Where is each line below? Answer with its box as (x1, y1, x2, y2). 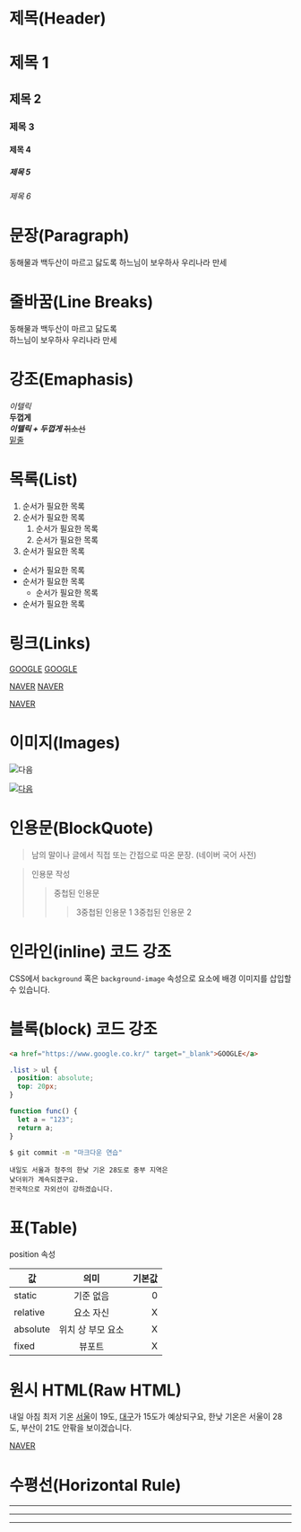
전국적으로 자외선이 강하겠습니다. (9, 1185, 114, 1194)
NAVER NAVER (9, 680, 64, 692)
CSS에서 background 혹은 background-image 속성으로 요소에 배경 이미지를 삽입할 (9, 972, 292, 984)
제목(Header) (9, 8, 107, 29)
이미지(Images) (9, 733, 121, 753)
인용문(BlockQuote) (9, 819, 154, 838)
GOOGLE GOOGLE (9, 663, 78, 674)
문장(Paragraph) (9, 226, 130, 246)
